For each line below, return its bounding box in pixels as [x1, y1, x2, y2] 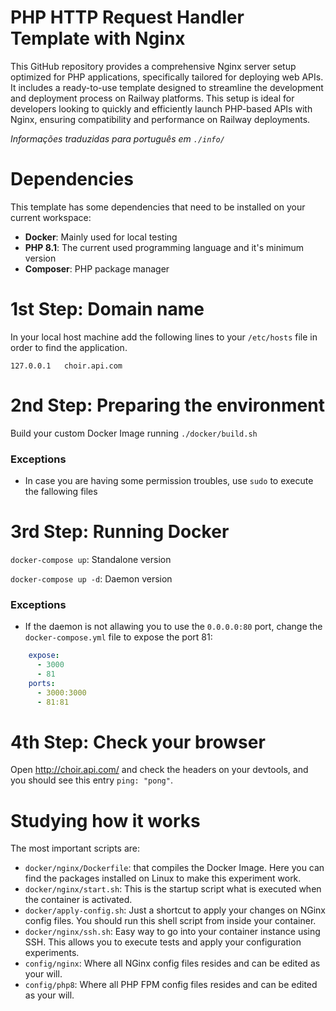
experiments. [24, 947, 80, 959]
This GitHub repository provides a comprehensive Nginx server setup [10, 60, 297, 72]
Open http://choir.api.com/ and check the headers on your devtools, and [10, 764, 309, 776]
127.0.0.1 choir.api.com [10, 361, 123, 371]
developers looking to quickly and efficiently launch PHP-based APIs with [10, 102, 313, 115]
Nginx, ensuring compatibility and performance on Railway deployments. [10, 113, 311, 125]
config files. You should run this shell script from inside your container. [24, 915, 317, 927]
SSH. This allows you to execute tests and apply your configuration [24, 936, 302, 948]
